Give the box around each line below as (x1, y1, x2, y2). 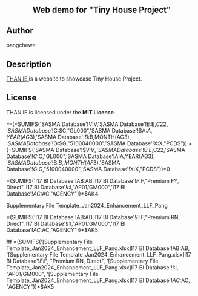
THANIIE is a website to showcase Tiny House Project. (6, 75, 142, 82)
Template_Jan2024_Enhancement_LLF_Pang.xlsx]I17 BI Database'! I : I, (6, 263, 179, 271)
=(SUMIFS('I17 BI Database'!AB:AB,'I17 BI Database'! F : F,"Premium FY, (6, 177, 180, 184)
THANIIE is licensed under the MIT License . (6, 108, 116, 116)
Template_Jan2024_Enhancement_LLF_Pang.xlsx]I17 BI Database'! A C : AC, (6, 277, 191, 284)
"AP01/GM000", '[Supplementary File (6, 270, 99, 277)
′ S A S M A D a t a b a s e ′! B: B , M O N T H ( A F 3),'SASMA (6, 159, 120, 166)
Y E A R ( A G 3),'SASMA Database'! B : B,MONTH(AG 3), (6, 133, 131, 140)
